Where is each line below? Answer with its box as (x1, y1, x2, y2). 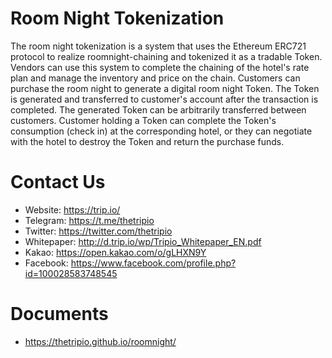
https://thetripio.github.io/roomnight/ (24, 335, 177, 347)
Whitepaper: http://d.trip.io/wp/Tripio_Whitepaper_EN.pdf (24, 235, 262, 247)
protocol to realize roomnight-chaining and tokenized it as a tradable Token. (10, 50, 323, 62)
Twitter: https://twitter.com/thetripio (24, 225, 173, 237)
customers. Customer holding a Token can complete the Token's (10, 114, 277, 126)
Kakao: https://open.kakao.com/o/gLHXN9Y (24, 246, 207, 258)
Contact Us (10, 171, 106, 194)
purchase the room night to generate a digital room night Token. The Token (10, 82, 320, 94)
